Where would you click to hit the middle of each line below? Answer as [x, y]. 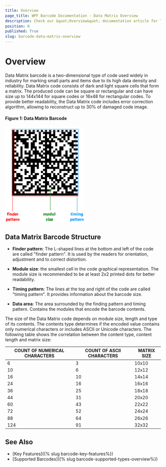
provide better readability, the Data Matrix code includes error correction [79, 101]
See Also [19, 442]
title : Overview [22, 10]
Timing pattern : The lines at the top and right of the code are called [81, 289]
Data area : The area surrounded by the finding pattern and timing [79, 304]
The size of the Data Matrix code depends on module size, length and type [81, 319]
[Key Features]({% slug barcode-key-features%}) [63, 454]
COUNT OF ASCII [103, 351]
